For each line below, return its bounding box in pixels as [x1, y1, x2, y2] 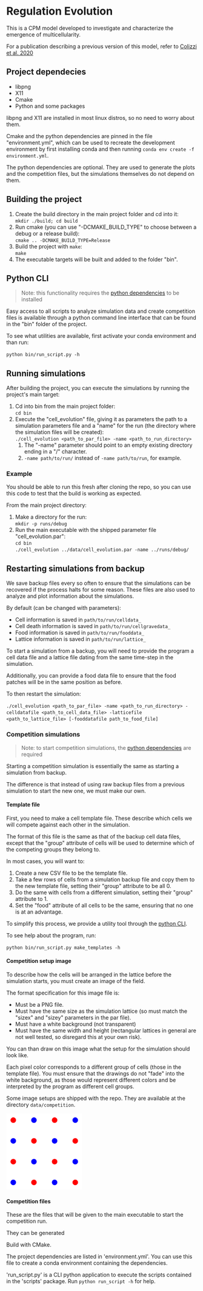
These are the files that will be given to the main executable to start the [6, 1211, 184, 1219]
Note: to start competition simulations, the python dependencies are [21, 744, 191, 751]
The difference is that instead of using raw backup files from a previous [6, 780, 185, 788]
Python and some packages [15, 102, 85, 110]
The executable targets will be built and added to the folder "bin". [15, 256, 178, 263]
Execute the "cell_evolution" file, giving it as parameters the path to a [15, 416, 188, 423]
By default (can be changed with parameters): [6, 604, 121, 612]
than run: [6, 339, 29, 346]
